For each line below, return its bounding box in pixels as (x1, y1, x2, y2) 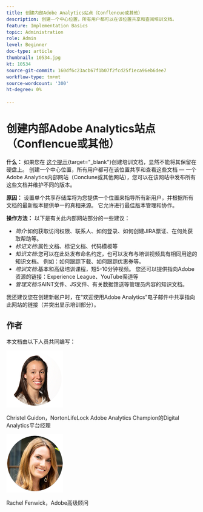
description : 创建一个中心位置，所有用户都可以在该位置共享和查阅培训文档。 (6, 16, 177, 22)
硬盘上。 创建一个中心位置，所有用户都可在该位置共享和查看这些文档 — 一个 (6, 166, 197, 173)
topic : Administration (6, 29, 64, 35)
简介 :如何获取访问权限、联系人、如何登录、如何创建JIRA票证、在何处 (15, 227, 188, 234)
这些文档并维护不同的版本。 (6, 181, 76, 188)
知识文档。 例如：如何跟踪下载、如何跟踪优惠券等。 (15, 258, 144, 265)
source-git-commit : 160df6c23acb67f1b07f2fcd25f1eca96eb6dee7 (6, 67, 167, 73)
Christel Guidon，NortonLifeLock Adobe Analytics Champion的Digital (6, 414, 180, 422)
